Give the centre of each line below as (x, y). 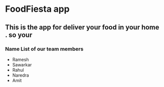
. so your (19, 35)
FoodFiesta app (37, 9)
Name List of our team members (44, 49)
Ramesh (20, 59)
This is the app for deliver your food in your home (82, 27)
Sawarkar (22, 64)
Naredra (21, 75)
